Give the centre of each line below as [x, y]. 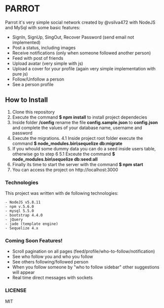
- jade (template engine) [32, 224]
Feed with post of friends [38, 58]
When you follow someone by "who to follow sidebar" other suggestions [86, 267]
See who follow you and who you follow [53, 257]
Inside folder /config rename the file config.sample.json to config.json [85, 122]
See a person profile [33, 84]
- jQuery [14, 220]
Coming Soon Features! [34, 240]
